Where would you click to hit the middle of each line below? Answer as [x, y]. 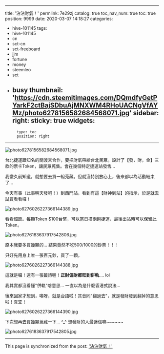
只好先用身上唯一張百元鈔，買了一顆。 [43, 255]
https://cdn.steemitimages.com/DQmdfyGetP [86, 98]
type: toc [27, 132]
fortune [20, 59]
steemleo [21, 70]
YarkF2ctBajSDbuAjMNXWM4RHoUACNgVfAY [85, 105]
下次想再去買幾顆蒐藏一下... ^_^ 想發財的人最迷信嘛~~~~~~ [64, 322]
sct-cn [19, 44]
